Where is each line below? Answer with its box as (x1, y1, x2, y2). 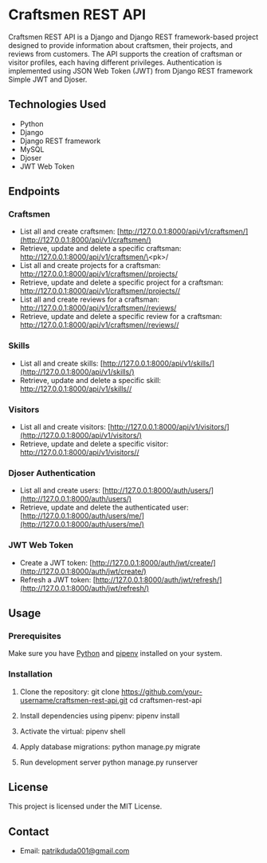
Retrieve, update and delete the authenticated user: (19, 502, 189, 513)
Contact (8, 825, 49, 838)
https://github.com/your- (120, 686, 203, 697)
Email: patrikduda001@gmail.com (19, 846, 130, 856)
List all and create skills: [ (19, 358, 104, 368)
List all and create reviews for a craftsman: (19, 294, 160, 305)
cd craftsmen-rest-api (129, 695, 202, 705)
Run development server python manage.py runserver (19, 757, 198, 767)
